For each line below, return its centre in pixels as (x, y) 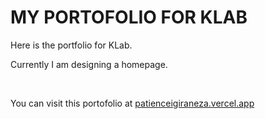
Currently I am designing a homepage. (89, 64)
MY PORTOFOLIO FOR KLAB (129, 17)
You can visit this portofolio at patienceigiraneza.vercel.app (132, 103)
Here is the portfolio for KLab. (71, 45)
